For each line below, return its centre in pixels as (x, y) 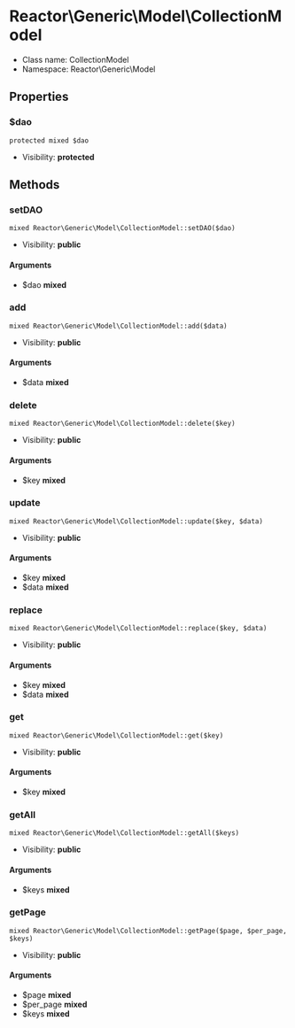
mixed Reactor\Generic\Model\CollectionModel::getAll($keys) (124, 833)
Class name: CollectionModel (75, 59)
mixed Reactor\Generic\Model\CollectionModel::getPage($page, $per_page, (148, 931)
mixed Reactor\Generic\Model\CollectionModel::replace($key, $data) (138, 629)
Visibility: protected (58, 157)
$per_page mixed (54, 1005)
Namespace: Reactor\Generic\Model (89, 69)
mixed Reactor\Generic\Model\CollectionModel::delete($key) (123, 424)
